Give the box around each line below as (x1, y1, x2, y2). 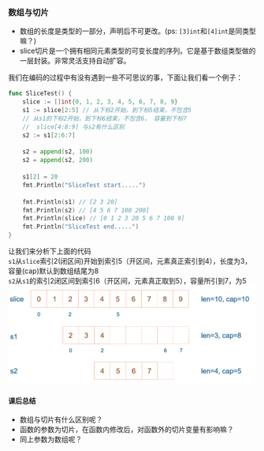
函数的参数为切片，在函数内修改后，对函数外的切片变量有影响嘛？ (19, 425, 234, 434)
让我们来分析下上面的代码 (8, 246, 91, 256)
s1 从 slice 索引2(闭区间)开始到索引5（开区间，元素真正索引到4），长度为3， (8, 257, 252, 266)
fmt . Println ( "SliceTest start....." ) (22, 181, 147, 189)
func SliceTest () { (8, 89, 73, 98)
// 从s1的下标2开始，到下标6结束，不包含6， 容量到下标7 (22, 115, 187, 122)
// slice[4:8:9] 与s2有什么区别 (22, 122, 125, 131)
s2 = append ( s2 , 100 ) (22, 148, 93, 156)
